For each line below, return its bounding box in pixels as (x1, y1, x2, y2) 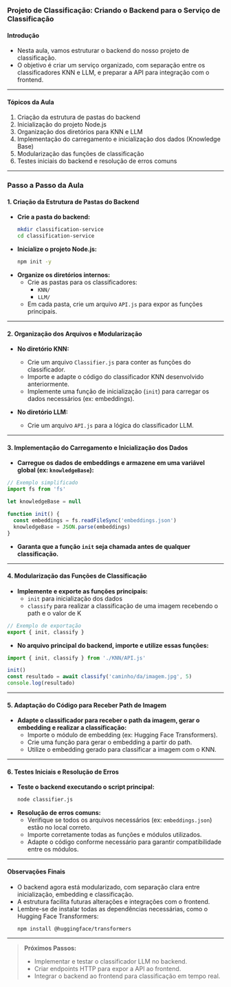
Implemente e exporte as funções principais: (16, 587, 148, 595)
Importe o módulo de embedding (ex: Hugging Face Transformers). (27, 731, 218, 739)
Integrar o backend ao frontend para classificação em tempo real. (34, 972, 221, 980)
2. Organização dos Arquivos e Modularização (7, 329, 142, 338)
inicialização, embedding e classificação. (16, 890, 134, 898)
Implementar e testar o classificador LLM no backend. (34, 957, 188, 966)
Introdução (7, 31, 40, 39)
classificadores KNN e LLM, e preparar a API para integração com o (16, 68, 210, 77)
